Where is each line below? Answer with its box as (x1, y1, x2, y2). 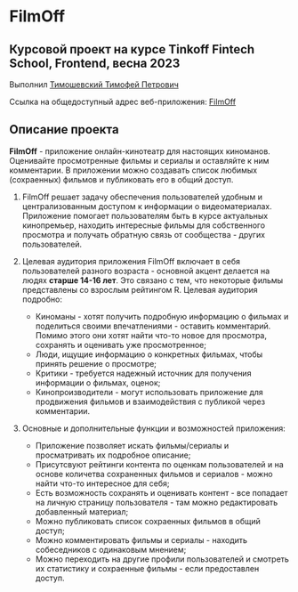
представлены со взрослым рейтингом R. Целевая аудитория (21, 284, 258, 295)
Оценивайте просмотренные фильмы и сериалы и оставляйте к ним (9, 155, 270, 166)
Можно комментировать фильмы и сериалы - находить (35, 534, 247, 545)
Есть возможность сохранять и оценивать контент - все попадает (35, 487, 288, 498)
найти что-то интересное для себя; (35, 478, 170, 489)
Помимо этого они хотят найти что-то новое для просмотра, (35, 329, 268, 340)
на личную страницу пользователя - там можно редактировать (35, 497, 278, 507)
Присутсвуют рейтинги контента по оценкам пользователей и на (35, 458, 285, 469)
